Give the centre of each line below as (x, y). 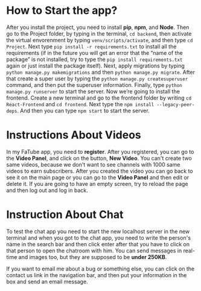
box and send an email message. (47, 281)
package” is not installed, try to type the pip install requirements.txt (94, 59)
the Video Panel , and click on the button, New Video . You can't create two (99, 158)
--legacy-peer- (176, 104)
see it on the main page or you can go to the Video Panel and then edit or (98, 177)
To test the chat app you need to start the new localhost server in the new (98, 231)
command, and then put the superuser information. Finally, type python (94, 85)
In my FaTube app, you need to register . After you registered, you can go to (100, 152)
